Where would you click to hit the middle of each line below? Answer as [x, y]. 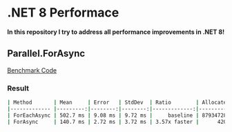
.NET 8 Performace [63, 13]
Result [18, 88]
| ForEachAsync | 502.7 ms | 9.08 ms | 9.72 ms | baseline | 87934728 [117, 115]
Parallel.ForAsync [46, 54]
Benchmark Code [32, 70]
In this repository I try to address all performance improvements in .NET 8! [116, 32]
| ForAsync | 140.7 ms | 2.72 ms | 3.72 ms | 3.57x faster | [103, 122]
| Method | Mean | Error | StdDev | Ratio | [103, 103]
